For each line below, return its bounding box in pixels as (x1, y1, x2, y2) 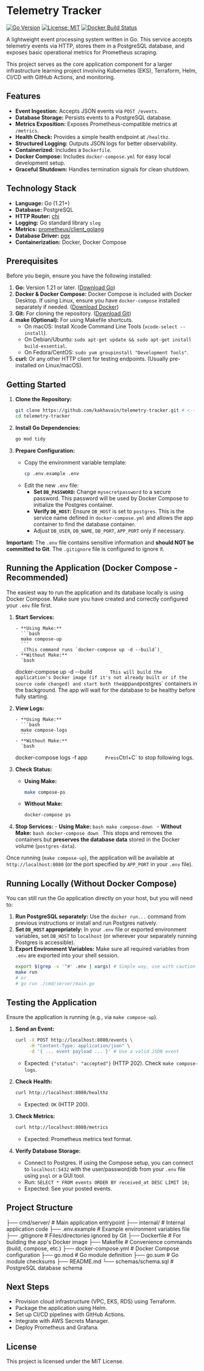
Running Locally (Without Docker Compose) (6, 878, 177, 889)
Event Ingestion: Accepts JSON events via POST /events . (15, 107, 159, 115)
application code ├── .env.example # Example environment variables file (6, 1225, 190, 1233)
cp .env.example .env (24, 470, 79, 476)
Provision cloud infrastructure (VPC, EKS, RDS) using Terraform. (15, 1298, 177, 1305)
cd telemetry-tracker (15, 413, 70, 420)
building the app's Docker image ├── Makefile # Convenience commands (6, 1238, 192, 1245)
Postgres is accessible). (15, 939, 76, 946)
